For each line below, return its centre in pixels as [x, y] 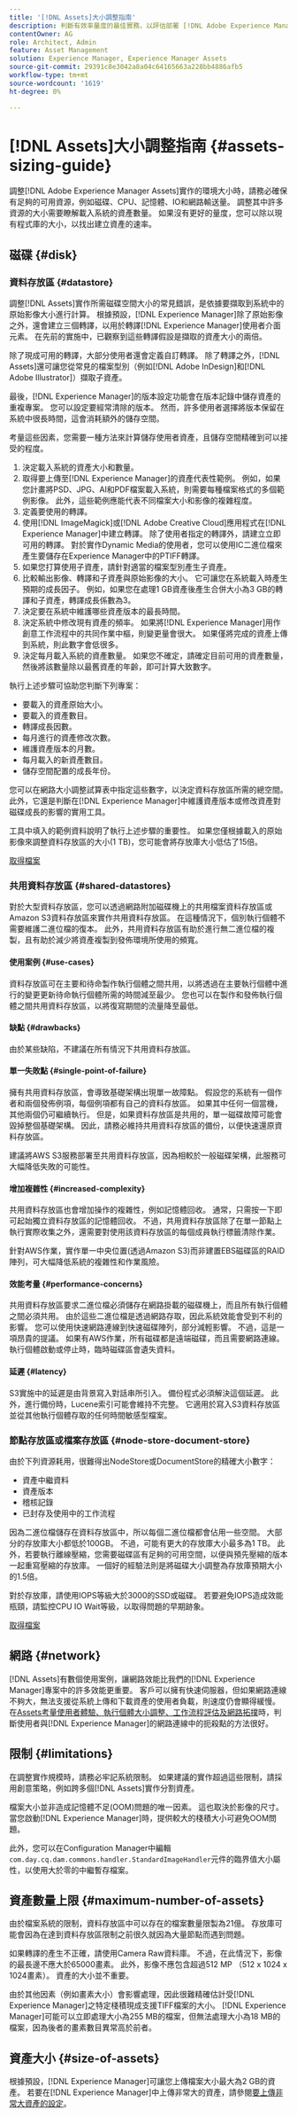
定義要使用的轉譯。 [57, 512]
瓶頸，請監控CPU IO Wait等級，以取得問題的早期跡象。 [109, 1606]
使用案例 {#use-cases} [52, 962]
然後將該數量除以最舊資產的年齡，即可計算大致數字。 [119, 667]
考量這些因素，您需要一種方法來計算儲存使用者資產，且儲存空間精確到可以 [145, 437]
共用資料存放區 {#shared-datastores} [90, 886]
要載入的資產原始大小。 [65, 705]
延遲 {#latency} [38, 1371]
